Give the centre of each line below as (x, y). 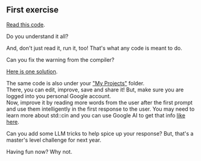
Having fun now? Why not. (39, 151)
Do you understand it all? (37, 36)
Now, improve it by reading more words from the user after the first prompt (99, 102)
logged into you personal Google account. (59, 96)
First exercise (32, 10)
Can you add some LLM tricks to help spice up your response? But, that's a (100, 133)
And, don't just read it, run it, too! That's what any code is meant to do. (94, 48)
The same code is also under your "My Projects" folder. (75, 83)
